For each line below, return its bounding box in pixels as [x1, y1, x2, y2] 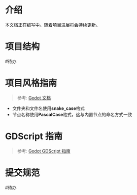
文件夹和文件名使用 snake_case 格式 [12, 105, 85, 111]
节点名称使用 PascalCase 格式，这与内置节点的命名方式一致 [12, 111, 132, 117]
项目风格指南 [5, 78, 58, 89]
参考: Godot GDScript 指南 [17, 148, 70, 154]
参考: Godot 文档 [17, 95, 51, 100]
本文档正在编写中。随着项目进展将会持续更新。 [5, 22, 100, 28]
